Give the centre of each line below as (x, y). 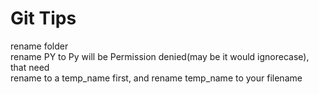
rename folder (39, 46)
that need (30, 67)
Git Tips (43, 18)
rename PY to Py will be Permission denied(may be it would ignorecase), (160, 56)
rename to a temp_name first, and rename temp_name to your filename (156, 78)
